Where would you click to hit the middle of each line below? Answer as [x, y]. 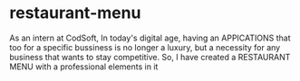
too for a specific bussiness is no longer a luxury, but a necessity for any [145, 47]
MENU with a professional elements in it [84, 67]
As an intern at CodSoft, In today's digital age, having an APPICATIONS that [150, 38]
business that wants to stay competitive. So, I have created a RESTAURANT [150, 57]
